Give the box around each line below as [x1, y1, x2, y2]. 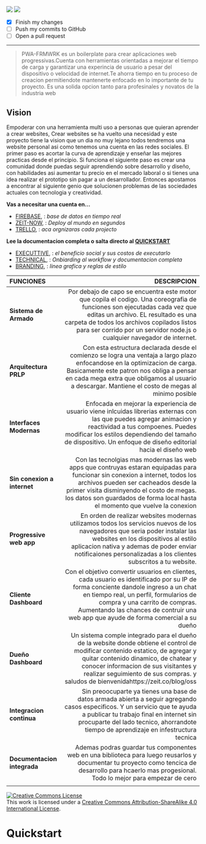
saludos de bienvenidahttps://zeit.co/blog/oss [64, 677, 197, 686]
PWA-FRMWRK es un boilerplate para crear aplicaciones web [21, 50, 177, 58]
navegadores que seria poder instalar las [79, 527, 197, 535]
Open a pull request [15, 33, 66, 40]
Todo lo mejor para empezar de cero [91, 774, 197, 782]
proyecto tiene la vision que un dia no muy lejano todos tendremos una [6, 137, 186, 144]
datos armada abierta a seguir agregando [77, 695, 197, 703]
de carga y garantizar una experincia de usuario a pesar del [21, 63, 172, 71]
